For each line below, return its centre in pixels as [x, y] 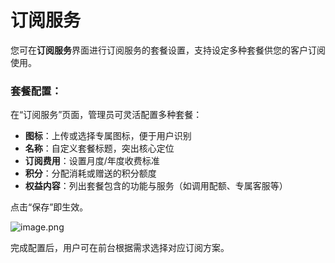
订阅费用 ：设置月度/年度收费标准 [92, 161]
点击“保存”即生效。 [49, 207]
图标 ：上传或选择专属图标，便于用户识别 [108, 136]
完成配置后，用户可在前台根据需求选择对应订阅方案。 [120, 248]
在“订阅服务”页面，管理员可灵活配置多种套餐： [106, 115]
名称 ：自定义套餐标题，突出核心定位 [99, 148]
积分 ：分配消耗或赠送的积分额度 [90, 173]
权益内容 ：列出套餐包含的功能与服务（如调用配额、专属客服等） [156, 186]
